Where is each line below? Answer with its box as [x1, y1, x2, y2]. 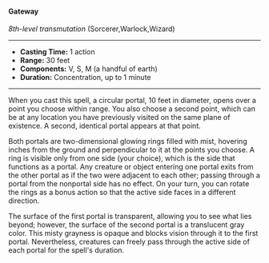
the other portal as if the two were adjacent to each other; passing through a [8, 170, 260, 180]
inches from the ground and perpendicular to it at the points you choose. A [8, 145, 255, 155]
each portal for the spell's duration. [8, 245, 125, 255]
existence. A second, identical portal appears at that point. [8, 121, 202, 131]
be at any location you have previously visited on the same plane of [8, 113, 231, 122]
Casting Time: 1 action [19, 47, 95, 57]
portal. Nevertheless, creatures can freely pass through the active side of [8, 237, 251, 247]
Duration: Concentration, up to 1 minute [19, 73, 151, 82]
